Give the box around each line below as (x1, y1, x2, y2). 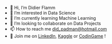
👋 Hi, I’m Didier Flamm (9, 5, 56, 10)
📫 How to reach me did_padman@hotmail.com (9, 26, 107, 32)
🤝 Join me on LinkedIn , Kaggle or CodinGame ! (9, 33, 106, 39)
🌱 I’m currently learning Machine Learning (9, 15, 96, 21)
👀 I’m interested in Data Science (9, 10, 76, 16)
